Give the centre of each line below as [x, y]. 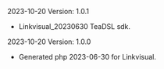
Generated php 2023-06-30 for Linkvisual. [87, 57]
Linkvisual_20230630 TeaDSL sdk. [74, 26]
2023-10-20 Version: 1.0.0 [49, 42]
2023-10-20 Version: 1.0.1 [48, 11]
